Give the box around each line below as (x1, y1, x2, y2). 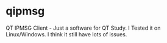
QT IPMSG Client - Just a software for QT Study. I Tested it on (5, 24, 161, 31)
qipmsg (5, 4, 45, 18)
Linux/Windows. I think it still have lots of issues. (5, 30, 127, 38)
